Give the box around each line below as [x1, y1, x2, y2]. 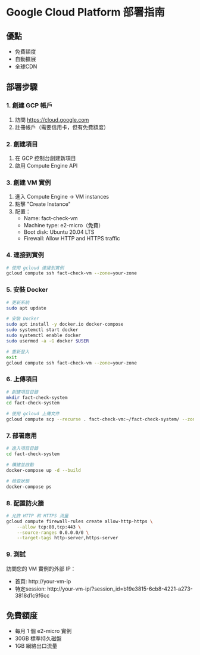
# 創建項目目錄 [6, 389, 39, 395]
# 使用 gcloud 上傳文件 [6, 411, 60, 417]
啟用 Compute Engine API [14, 162, 78, 169]
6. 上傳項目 [6, 375, 38, 384]
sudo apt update [6, 305, 46, 311]
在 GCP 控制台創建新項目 [14, 155, 76, 162]
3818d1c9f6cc [14, 592, 50, 599]
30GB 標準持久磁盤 [14, 635, 62, 642]
